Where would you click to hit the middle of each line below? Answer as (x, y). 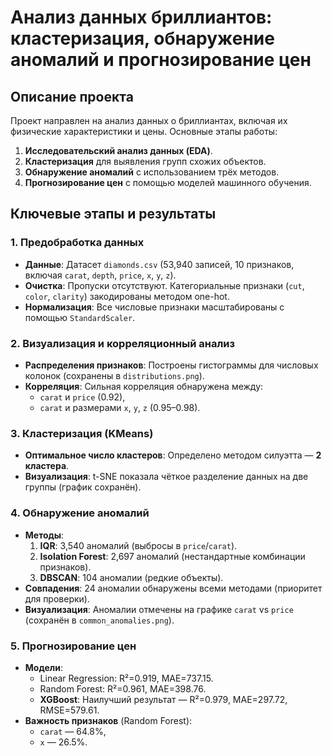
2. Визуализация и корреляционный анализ (123, 343)
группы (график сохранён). (83, 487)
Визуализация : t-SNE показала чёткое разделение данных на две (166, 477)
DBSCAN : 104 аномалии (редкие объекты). (131, 577)
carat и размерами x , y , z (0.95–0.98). (120, 407)
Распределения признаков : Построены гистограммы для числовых (171, 365)
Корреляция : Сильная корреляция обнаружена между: (144, 386)
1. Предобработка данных (77, 243)
